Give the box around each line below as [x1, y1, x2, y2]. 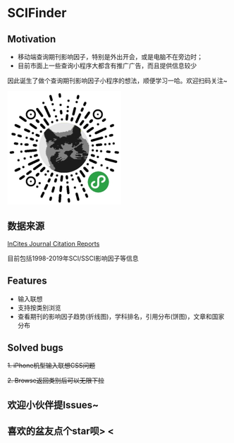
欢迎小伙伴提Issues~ [7, 399, 99, 411]
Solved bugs [7, 342, 63, 354]
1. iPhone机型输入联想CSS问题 [7, 361, 96, 370]
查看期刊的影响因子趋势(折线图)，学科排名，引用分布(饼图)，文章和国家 [17, 312, 225, 320]
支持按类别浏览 [17, 303, 61, 312]
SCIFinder [7, 5, 67, 21]
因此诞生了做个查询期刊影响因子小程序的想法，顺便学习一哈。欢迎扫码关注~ [7, 76, 228, 85]
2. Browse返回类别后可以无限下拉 [7, 376, 104, 385]
